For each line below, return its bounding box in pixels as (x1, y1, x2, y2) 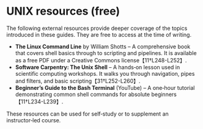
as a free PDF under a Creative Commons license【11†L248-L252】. (15, 56, 187, 64)
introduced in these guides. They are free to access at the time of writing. (6, 31, 191, 38)
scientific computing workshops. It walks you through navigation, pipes (15, 70, 195, 77)
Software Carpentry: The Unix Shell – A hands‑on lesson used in (15, 63, 180, 71)
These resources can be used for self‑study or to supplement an (6, 110, 169, 117)
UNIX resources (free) (6, 4, 120, 18)
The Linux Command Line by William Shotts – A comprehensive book (15, 43, 191, 50)
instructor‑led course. (6, 116, 61, 123)
